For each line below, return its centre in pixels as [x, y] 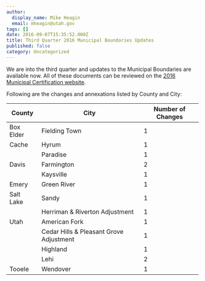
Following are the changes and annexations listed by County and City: [94, 94]
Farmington [58, 164]
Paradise [54, 155]
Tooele [19, 269]
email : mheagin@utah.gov [43, 23]
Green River [58, 184]
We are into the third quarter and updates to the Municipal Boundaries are [99, 69]
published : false [28, 46]
